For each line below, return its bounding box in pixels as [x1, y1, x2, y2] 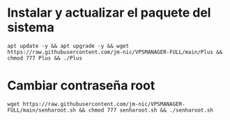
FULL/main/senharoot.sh [7, 106, 77, 114]
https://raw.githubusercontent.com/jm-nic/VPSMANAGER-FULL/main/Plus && [7, 49, 223, 55]
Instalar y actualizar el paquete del [7, 5, 211, 21]
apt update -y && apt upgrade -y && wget [7, 42, 130, 49]
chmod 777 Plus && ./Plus [7, 54, 82, 62]
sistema [7, 19, 54, 35]
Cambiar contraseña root [7, 78, 155, 94]
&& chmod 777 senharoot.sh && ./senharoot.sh [79, 106, 214, 114]
